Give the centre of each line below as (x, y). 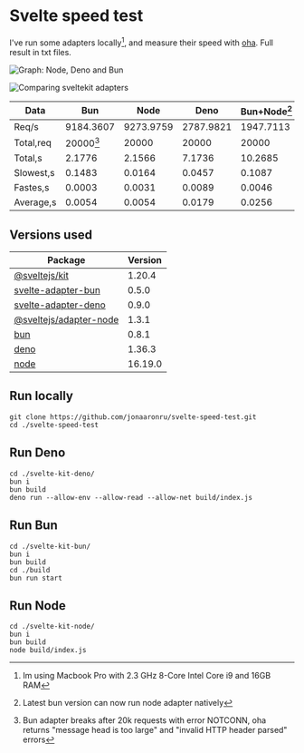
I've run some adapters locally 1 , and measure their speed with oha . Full (142, 42)
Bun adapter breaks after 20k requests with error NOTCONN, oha (144, 720)
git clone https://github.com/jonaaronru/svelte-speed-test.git (133, 417)
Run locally (42, 396)
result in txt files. (41, 52)
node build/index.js (48, 650)
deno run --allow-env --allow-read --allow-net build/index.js (131, 497)
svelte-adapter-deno (60, 305)
